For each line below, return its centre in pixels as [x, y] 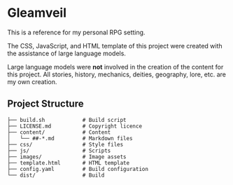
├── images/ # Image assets [67, 157]
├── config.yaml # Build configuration [78, 169]
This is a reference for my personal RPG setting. [76, 32]
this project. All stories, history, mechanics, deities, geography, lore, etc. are [116, 74]
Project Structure [45, 104]
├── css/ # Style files [65, 144]
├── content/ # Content [59, 132]
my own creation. [32, 81]
